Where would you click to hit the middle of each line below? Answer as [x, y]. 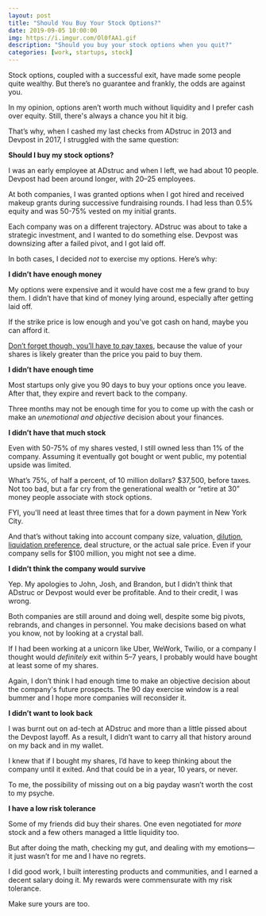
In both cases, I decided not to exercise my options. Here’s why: [113, 259]
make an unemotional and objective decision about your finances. [116, 417]
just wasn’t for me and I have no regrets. [80, 856]
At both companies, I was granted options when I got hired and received [126, 194]
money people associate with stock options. [80, 497]
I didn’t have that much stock [57, 433]
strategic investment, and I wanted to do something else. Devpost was [123, 235]
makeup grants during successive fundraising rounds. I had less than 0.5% [131, 203]
